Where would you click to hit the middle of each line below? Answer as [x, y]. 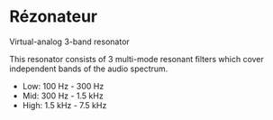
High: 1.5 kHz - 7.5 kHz [64, 105]
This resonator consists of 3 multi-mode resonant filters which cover [136, 59]
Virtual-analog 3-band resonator [70, 42]
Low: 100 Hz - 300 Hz [63, 86]
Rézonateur [53, 17]
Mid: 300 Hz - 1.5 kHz [63, 96]
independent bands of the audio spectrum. [89, 69]
